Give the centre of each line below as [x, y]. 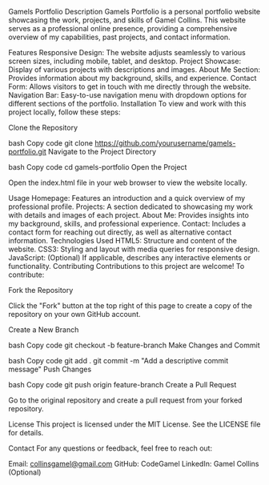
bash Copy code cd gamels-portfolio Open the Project [98, 167]
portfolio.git [27, 152]
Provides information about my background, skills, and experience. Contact [132, 78]
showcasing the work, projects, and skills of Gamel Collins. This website [127, 20]
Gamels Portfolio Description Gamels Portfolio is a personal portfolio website [134, 12]
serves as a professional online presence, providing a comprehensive [123, 28]
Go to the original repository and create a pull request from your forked [125, 400]
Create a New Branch [44, 330]
